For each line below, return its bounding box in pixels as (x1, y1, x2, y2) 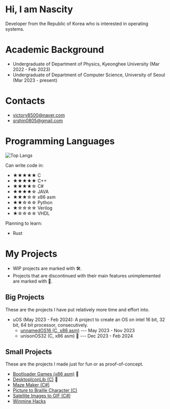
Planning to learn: (5, 220, 42, 226)
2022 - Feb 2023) (12, 66, 51, 72)
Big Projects (5, 293, 45, 302)
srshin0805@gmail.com (12, 117, 63, 123)
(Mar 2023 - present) (12, 77, 58, 83)
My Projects (5, 248, 58, 260)
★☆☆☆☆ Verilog (12, 205, 53, 211)
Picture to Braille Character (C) (12, 388, 78, 394)
